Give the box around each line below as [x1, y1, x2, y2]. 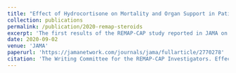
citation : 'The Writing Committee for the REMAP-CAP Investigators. [7, 56, 212, 63]
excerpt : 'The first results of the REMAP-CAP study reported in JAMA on [7, 29, 228, 37]
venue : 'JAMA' [7, 42, 49, 49]
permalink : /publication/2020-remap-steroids [7, 23, 143, 30]
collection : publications [7, 17, 83, 24]
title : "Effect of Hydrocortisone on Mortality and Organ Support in [7, 10, 216, 17]
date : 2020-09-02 [7, 36, 58, 43]
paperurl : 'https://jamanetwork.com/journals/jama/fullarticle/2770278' [7, 49, 225, 56]
